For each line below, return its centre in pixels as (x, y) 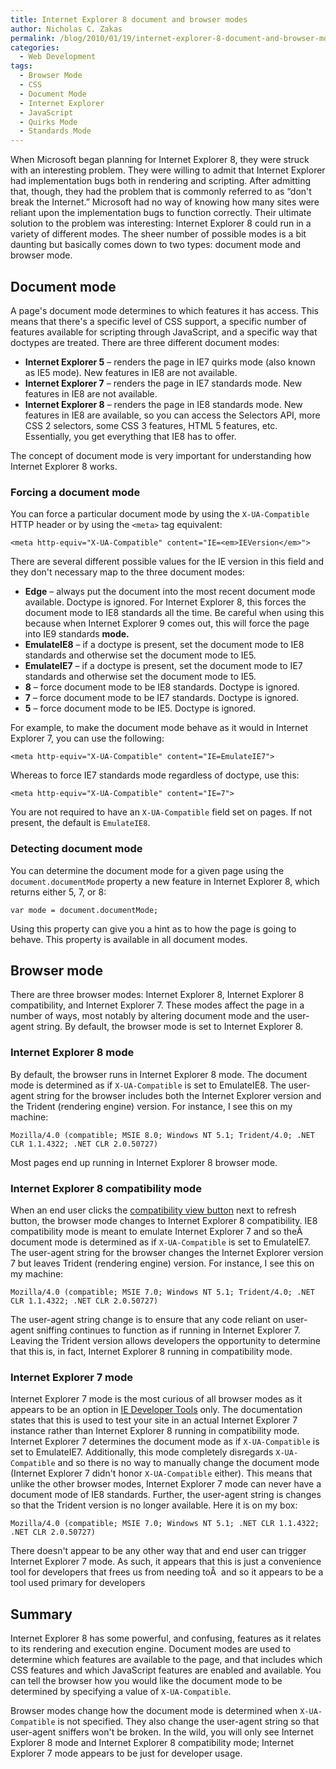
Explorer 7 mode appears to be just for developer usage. (126, 1753)
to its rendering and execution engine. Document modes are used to (151, 1649)
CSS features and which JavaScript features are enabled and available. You (166, 1670)
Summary (41, 1614)
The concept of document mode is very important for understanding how (161, 455)
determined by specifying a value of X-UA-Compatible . (121, 1692)
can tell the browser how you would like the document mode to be (146, 1681)
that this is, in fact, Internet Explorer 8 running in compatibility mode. (151, 1351)
